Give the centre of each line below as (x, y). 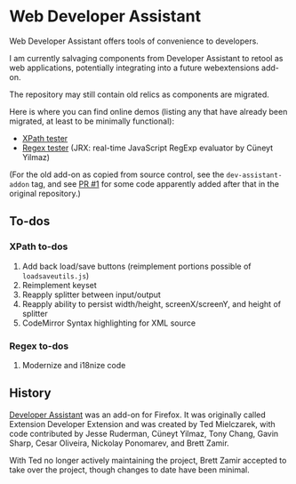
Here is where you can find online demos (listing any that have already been (148, 111)
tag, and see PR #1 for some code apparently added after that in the (155, 183)
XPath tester (45, 138)
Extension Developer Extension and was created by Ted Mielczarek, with (142, 423)
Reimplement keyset (60, 285)
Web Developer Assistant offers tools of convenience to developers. (134, 41)
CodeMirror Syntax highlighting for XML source (109, 323)
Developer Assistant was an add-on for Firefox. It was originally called (138, 415)
